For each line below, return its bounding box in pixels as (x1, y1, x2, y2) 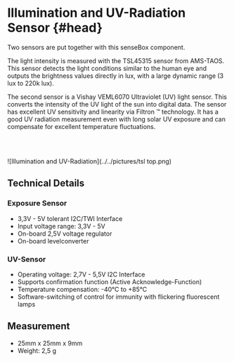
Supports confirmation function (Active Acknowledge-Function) (17, 277, 202, 286)
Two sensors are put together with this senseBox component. (7, 43, 186, 51)
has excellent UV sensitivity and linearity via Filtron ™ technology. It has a (7, 107, 219, 116)
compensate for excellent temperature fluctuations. (7, 122, 156, 130)
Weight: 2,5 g (17, 346, 57, 355)
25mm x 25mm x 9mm (17, 339, 83, 347)
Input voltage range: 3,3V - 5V (17, 222, 105, 230)
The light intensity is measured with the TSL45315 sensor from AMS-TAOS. (7, 56, 225, 65)
